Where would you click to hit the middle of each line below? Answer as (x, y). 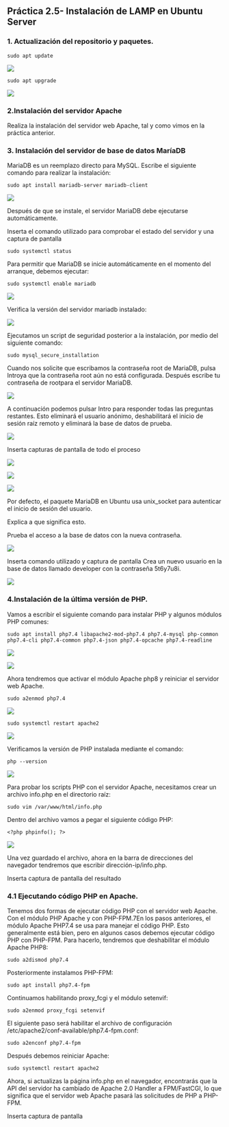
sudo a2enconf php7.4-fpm (44, 1043)
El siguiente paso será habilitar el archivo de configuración (90, 1023)
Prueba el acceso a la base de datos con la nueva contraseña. (95, 535)
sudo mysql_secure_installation (53, 356)
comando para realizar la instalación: (59, 173)
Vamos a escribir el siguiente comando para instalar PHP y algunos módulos (114, 614)
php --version (27, 761)
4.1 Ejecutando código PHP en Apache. (73, 896)
